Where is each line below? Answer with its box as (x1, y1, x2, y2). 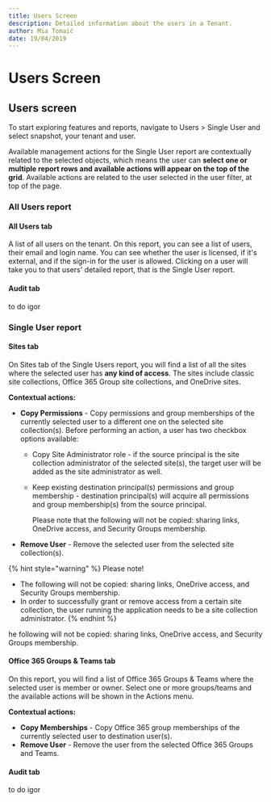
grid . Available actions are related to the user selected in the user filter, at (8, 173, 252, 183)
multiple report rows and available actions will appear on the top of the (8, 164, 250, 174)
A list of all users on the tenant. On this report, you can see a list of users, (8, 239, 252, 249)
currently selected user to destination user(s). (19, 731, 173, 741)
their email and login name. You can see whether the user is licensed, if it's (8, 248, 257, 258)
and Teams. (19, 748, 60, 758)
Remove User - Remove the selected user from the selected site (19, 539, 235, 549)
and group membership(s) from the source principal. (31, 499, 207, 509)
